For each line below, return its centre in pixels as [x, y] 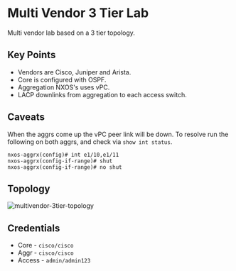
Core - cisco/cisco [45, 245]
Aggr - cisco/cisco [45, 253]
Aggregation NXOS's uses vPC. [64, 87]
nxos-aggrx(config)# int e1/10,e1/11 [63, 155]
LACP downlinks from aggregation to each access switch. [102, 94]
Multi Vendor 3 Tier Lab [78, 13]
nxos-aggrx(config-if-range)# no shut [65, 167]
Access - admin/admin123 [54, 260]
